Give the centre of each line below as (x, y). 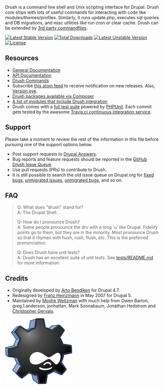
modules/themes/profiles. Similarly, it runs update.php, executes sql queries (82, 17)
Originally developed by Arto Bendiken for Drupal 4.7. (66, 290)
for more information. (39, 263)
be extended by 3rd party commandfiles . (46, 28)
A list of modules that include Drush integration (60, 101)
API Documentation (32, 75)
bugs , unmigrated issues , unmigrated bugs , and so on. (67, 180)
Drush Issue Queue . (32, 164)
